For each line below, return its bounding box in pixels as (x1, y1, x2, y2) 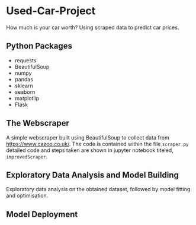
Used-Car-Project (6, 4, 96, 18)
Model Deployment (6, 209, 78, 219)
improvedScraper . (6, 153, 48, 160)
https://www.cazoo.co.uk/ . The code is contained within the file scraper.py (6, 140, 189, 147)
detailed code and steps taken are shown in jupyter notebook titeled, (6, 147, 173, 154)
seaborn (14, 88, 36, 96)
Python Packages (6, 41, 73, 51)
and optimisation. (6, 192, 49, 199)
